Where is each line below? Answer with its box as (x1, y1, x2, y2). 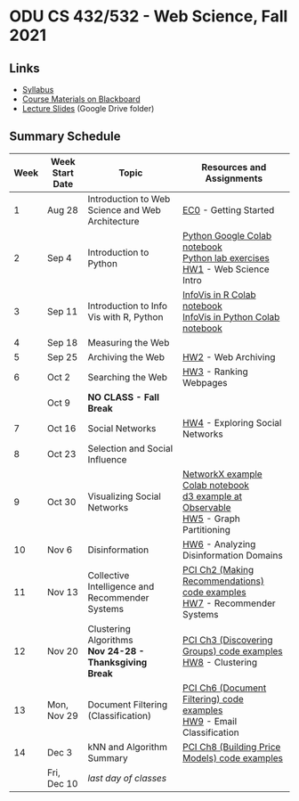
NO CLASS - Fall (87, 390, 160, 403)
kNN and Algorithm (87, 740, 167, 753)
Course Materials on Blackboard (21, 94, 141, 104)
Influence (87, 453, 127, 465)
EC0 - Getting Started (182, 203, 275, 216)
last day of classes (87, 772, 167, 784)
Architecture (87, 215, 140, 227)
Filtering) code (182, 692, 244, 705)
